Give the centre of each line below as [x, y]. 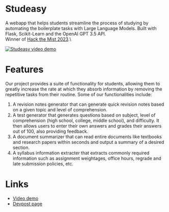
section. [21, 147]
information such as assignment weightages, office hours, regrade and [87, 158]
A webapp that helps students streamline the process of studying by [77, 23]
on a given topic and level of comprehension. [60, 109]
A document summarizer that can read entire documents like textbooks [87, 137]
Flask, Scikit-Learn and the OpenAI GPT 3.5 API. [56, 34]
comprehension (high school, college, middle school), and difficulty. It [86, 120]
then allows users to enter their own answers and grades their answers [87, 126]
